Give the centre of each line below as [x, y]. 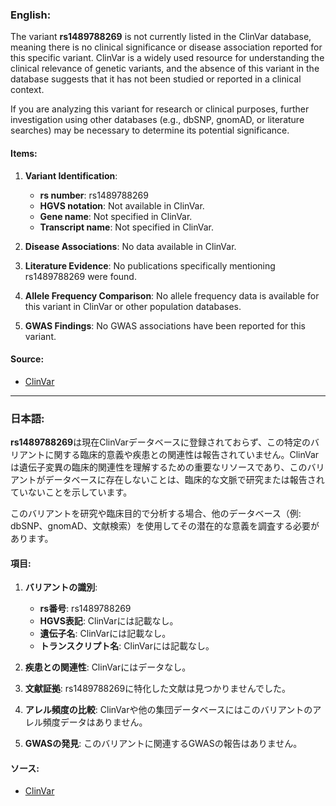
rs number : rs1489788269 [94, 195]
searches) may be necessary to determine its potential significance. [150, 130]
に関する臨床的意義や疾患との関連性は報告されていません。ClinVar [182, 454]
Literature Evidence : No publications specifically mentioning [150, 265]
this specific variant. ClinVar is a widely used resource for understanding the [167, 58]
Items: [24, 153]
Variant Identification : [71, 175]
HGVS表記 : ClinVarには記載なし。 [109, 621]
